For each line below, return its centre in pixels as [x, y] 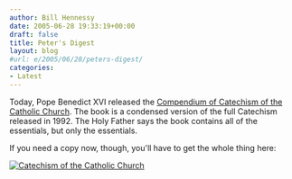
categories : [32, 68]
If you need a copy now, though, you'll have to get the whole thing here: [143, 148]
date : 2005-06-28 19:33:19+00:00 [72, 26]
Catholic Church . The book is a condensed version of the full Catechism [143, 111]
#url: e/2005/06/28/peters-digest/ [76, 59]
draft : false [34, 34]
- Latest [26, 76]
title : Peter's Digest [52, 43]
